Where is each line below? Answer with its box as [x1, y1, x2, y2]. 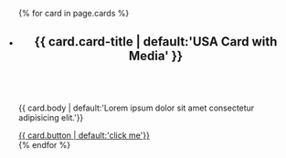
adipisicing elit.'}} [17, 112, 84, 123]
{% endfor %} [17, 140, 71, 151]
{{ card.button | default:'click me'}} [17, 130, 151, 141]
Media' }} [128, 48, 184, 64]
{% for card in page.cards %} [17, 8, 130, 18]
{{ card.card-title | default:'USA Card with [34, 34, 278, 49]
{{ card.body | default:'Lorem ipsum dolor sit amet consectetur [17, 102, 255, 113]
